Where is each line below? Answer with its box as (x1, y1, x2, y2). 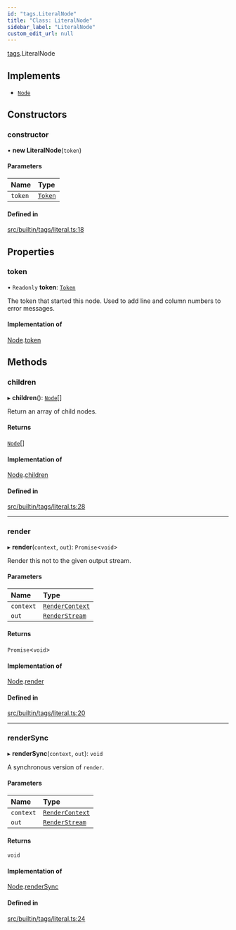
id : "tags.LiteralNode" (7, 10, 77, 18)
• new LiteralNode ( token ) (7, 146, 82, 154)
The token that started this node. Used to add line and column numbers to (7, 297, 221, 305)
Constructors (7, 108, 67, 120)
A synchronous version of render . (7, 762, 105, 771)
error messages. (7, 304, 55, 312)
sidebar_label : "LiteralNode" (7, 23, 96, 30)
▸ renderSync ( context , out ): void (7, 749, 103, 757)
